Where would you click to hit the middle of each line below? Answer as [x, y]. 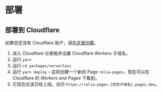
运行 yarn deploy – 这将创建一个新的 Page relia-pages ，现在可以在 [81, 72]
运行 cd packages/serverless [42, 66]
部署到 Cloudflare [32, 30]
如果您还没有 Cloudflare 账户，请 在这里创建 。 [52, 43]
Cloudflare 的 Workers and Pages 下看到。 [56, 78]
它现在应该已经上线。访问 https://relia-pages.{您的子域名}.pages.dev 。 [86, 84]
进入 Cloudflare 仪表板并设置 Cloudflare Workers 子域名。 [71, 53]
